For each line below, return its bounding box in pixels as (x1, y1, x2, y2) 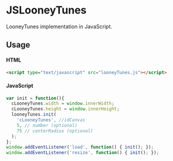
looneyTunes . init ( (11, 112, 57, 118)
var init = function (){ (6, 95, 65, 101)
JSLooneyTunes (6, 4, 87, 17)
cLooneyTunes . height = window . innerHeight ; (11, 106, 119, 112)
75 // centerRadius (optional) (16, 128, 94, 134)
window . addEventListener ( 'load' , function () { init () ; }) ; (6, 145, 154, 150)
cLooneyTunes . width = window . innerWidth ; (11, 100, 115, 106)
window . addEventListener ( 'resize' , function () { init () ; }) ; (6, 150, 159, 156)
